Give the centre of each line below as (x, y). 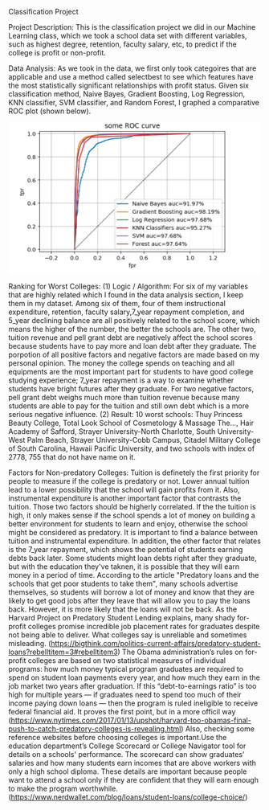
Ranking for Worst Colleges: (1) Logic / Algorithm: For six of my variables (128, 286)
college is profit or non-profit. (57, 53)
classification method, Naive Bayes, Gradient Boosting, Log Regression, (127, 94)
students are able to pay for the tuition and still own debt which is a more (129, 406)
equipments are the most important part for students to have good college (131, 372)
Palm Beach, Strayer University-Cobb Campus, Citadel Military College (144, 440)
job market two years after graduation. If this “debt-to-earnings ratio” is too (132, 686)
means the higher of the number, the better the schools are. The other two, (132, 329)
